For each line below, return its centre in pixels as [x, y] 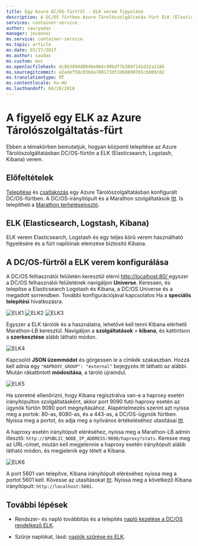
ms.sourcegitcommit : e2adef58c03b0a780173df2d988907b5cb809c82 [85, 72]
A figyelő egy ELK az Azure [74, 118]
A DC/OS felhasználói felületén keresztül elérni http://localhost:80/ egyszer [97, 277]
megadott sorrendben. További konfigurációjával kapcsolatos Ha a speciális [99, 295]
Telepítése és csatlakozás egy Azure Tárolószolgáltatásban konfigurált [92, 192]
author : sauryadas [29, 28]
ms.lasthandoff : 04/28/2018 [41, 89]
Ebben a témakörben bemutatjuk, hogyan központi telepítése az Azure [91, 147]
